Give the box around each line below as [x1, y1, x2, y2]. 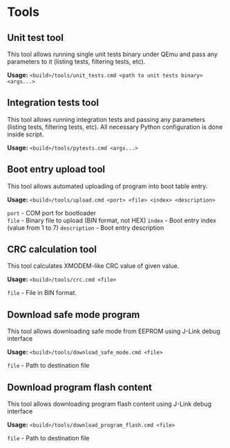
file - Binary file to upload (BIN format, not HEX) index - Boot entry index [7, 216, 216, 224]
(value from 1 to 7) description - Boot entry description [7, 223, 164, 232]
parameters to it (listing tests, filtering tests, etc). [7, 57, 146, 66]
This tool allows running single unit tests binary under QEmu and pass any [7, 50, 218, 58]
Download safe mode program [7, 309, 140, 321]
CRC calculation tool [7, 244, 97, 256]
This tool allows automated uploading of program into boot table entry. [7, 181, 208, 190]
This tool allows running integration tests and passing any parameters [7, 115, 206, 123]
